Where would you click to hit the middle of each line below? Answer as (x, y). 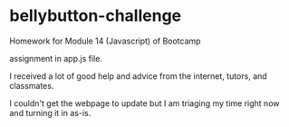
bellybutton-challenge (96, 16)
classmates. (32, 85)
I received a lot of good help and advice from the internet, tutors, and (138, 76)
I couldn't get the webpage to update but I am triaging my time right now (144, 103)
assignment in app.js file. (56, 58)
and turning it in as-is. (50, 112)
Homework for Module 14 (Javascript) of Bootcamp (105, 41)
